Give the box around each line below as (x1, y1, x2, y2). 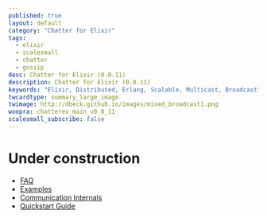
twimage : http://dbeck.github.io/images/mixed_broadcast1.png (8, 100, 219, 108)
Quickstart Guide (19, 200, 75, 211)
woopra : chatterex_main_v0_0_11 (8, 108, 115, 116)
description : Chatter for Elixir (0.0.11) (8, 78, 151, 86)
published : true (8, 11, 62, 20)
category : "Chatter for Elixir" (8, 26, 115, 34)
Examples (19, 184, 52, 193)
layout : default (8, 19, 62, 27)
